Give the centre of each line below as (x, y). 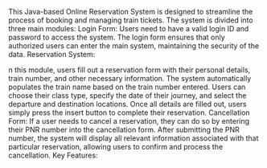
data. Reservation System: (52, 54)
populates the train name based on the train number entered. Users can (127, 87)
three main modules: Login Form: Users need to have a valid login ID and (129, 29)
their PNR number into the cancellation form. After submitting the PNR (124, 129)
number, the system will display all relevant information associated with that (133, 138)
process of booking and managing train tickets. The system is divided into (131, 20)
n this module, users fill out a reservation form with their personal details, (129, 70)
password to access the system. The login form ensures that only (117, 37)
